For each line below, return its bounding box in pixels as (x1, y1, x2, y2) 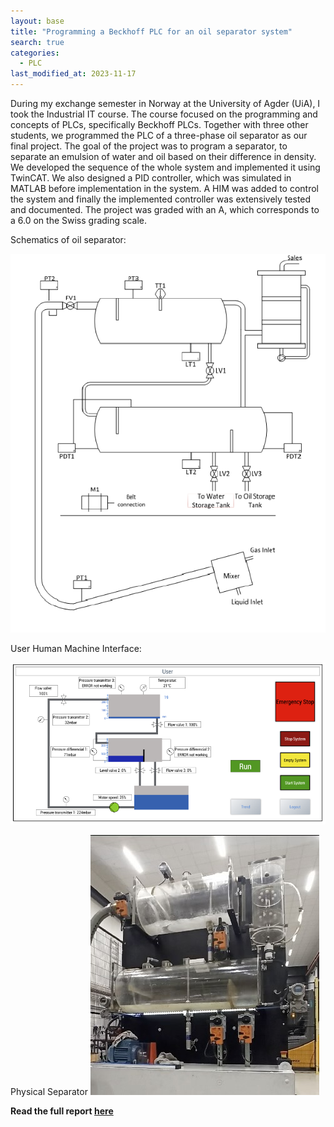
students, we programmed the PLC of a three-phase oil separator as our (10, 130, 308, 141)
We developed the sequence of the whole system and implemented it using (10, 161, 321, 173)
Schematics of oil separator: (10, 234, 127, 245)
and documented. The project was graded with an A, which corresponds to (10, 204, 320, 215)
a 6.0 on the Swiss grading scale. (10, 215, 148, 226)
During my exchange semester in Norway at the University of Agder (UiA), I (10, 98, 321, 109)
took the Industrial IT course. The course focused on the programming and (10, 108, 318, 120)
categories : (10, 48, 60, 58)
